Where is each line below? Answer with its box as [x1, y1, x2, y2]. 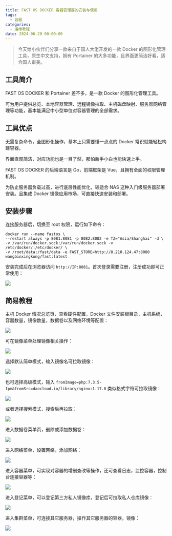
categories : [5, 22, 31, 27]
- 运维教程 [10, 27, 30, 32]
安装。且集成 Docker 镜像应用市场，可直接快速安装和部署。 [5, 190, 131, 197]
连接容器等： [9, 474, 37, 480]
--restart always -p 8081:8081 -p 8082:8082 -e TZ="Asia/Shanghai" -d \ [5, 236, 164, 241]
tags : [5, 12, 17, 17]
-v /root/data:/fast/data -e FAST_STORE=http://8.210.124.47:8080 [5, 250, 150, 255]
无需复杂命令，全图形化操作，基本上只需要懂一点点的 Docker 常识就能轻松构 [5, 138, 167, 144]
